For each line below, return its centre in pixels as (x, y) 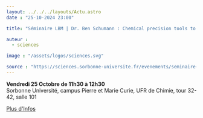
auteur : (17, 39)
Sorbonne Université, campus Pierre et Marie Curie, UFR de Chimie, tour (96, 90)
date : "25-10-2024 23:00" (40, 18)
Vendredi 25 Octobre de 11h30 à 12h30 (56, 84)
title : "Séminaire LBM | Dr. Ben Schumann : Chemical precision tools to (101, 28)
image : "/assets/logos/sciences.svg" (55, 56)
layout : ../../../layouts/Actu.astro (54, 12)
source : (17, 67)
